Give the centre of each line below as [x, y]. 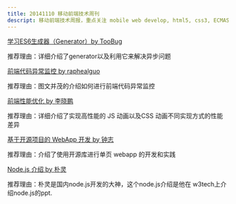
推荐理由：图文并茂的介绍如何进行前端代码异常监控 [81, 86]
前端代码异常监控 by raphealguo [54, 71]
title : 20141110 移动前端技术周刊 [53, 14]
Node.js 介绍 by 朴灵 [37, 169]
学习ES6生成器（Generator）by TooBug [65, 41]
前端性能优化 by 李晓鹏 [40, 101]
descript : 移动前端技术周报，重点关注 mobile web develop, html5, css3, [109, 20]
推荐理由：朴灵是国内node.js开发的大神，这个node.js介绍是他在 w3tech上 [114, 184]
